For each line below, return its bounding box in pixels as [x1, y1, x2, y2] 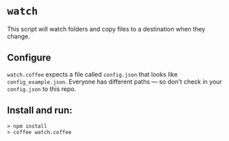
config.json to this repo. [7, 84, 77, 93]
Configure [7, 52, 51, 64]
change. [7, 32, 31, 40]
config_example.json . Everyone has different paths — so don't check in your [7, 77, 222, 86]
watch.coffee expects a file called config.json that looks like [7, 70, 178, 78]
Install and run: [7, 105, 73, 116]
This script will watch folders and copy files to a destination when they [7, 25, 206, 33]
